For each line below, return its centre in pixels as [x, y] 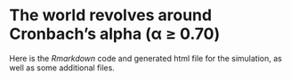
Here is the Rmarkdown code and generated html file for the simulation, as [145, 58]
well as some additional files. [62, 68]
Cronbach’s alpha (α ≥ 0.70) [115, 34]
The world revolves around [110, 15]
